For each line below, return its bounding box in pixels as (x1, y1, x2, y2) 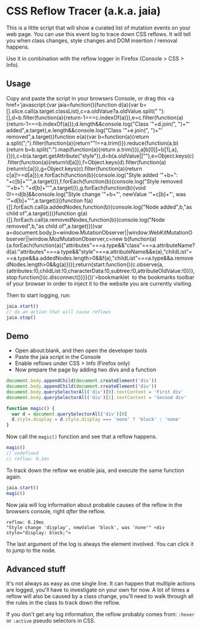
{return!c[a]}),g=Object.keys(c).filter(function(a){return (6, 165, 143, 172)
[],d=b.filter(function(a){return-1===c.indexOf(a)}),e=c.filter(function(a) (6, 114, 184, 121)
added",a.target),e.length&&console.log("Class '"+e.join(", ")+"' (6, 126, 163, 133)
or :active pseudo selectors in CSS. (6, 617, 96, 625)
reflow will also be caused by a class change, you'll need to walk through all (6, 593, 194, 600)
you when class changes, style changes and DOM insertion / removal (6, 37, 178, 44)
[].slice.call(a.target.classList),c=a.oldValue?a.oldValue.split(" (6, 107, 158, 115)
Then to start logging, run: (6, 292, 71, 299)
